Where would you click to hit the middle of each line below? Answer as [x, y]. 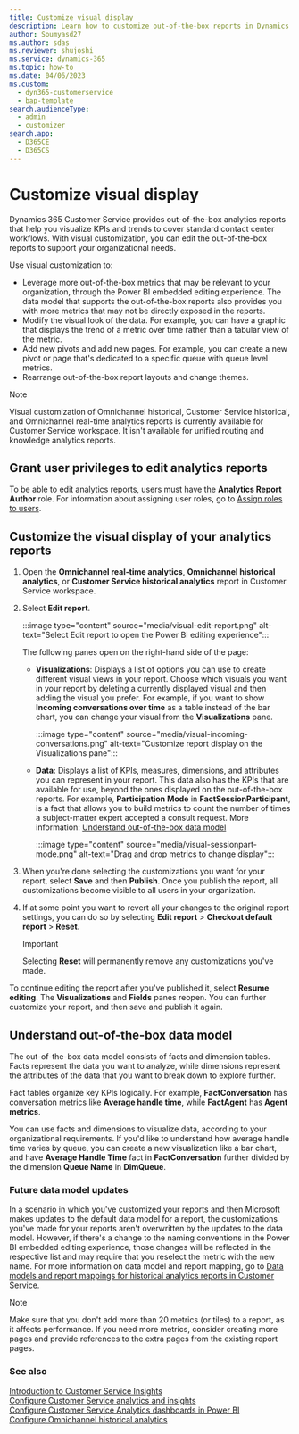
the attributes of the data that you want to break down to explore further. [143, 1075]
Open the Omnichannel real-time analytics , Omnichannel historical [149, 572]
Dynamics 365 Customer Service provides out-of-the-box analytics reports [148, 219]
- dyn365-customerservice [66, 92]
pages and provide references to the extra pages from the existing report [144, 1339]
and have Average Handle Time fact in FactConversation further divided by [149, 1157]
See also [28, 1372]
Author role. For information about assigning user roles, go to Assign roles [146, 499]
